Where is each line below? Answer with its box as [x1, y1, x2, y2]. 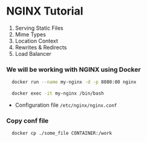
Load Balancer [15, 50, 51, 57]
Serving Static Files [15, 24, 64, 32]
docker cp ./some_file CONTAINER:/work [11, 130, 113, 137]
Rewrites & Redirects [15, 44, 67, 51]
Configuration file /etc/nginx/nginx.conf [15, 101, 117, 109]
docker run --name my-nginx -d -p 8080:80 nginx [11, 79, 137, 86]
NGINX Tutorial [6, 4, 83, 18]
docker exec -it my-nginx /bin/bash [11, 90, 104, 96]
